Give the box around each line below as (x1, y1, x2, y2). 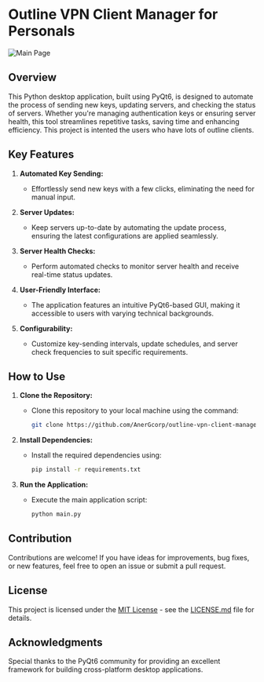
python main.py (31, 510, 81, 519)
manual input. (31, 192, 76, 202)
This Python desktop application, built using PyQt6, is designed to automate (8, 92, 254, 101)
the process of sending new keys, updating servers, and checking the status (8, 100, 256, 109)
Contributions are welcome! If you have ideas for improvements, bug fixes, (8, 553, 250, 562)
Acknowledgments (8, 636, 104, 649)
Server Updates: (19, 207, 75, 217)
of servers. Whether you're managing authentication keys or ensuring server (8, 108, 256, 118)
